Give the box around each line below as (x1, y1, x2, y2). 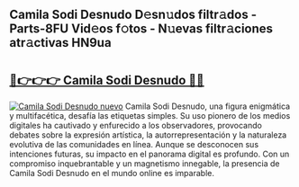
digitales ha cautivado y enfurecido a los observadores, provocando (9, 120, 263, 130)
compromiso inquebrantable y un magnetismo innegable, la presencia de (9, 158, 280, 169)
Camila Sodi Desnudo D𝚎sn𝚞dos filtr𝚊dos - (9, 7, 258, 22)
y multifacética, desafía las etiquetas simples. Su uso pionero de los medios (9, 111, 291, 120)
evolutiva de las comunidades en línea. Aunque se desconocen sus (9, 139, 259, 149)
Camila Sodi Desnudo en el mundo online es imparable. (9, 168, 214, 178)
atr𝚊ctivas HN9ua (9, 35, 112, 50)
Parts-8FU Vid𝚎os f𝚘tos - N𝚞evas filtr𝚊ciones (9, 22, 273, 37)
